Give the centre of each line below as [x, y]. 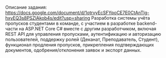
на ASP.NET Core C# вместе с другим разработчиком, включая [88, 29]
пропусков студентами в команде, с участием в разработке [70, 23]
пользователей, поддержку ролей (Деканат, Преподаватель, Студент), [82, 39]
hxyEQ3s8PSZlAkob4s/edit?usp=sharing [48, 18]
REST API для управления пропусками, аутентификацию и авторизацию [83, 34]
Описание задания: [26, 7]
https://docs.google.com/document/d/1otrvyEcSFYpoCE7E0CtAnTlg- [77, 13]
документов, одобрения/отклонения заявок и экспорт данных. [73, 50]
